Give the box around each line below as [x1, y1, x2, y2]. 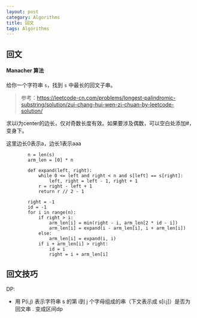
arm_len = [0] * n [28, 157, 74, 163]
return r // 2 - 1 [38, 188, 84, 195]
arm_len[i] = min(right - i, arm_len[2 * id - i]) [49, 220, 178, 226]
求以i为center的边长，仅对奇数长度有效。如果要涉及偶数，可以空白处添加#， [6, 119, 195, 126]
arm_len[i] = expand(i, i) [49, 235, 117, 241]
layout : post [6, 8, 39, 15]
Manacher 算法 [6, 67, 44, 74]
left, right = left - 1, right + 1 [49, 178, 138, 184]
